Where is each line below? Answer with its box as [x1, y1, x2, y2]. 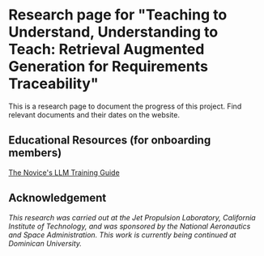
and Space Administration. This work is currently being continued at [8, 229, 236, 240]
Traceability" [8, 75, 99, 93]
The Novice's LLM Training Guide [8, 168, 120, 177]
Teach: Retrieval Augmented [8, 41, 205, 58]
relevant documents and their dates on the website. [8, 109, 181, 119]
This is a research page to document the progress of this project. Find [8, 101, 242, 111]
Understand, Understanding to [8, 23, 219, 41]
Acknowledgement [8, 191, 107, 205]
